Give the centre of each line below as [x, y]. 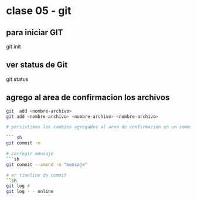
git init [14, 46]
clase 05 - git [39, 11]
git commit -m [23, 143]
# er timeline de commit [36, 175]
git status [17, 79]
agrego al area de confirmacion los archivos [88, 98]
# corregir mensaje [30, 154]
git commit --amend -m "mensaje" [47, 165]
